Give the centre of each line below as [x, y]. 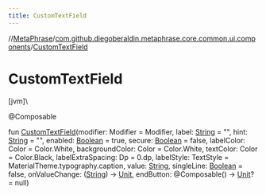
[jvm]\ [18, 101]
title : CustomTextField [48, 16]
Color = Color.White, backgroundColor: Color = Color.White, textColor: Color [133, 149]
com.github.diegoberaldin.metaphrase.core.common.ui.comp [156, 38]
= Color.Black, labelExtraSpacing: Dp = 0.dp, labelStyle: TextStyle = [119, 157]
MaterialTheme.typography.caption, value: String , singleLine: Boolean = [126, 166]
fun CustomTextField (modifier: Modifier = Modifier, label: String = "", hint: [128, 131]
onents [19, 47]
